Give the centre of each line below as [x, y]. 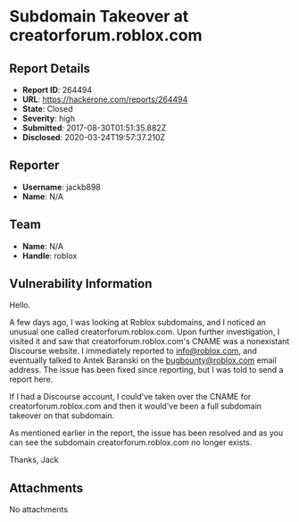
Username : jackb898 [61, 187]
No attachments [39, 509]
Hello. [20, 305]
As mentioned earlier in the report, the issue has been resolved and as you [146, 433]
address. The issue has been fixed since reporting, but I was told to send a [146, 370]
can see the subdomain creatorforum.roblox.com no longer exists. [131, 442]
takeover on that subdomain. [62, 416]
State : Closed [47, 109]
